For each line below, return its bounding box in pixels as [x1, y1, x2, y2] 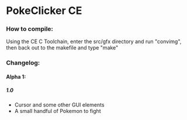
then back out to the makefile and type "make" [6, 44, 119, 51]
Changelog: [6, 59, 40, 67]
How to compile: [6, 25, 54, 33]
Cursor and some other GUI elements [14, 101, 105, 108]
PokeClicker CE [6, 4, 82, 17]
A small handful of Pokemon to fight [14, 107, 101, 114]
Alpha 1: [6, 73, 26, 80]
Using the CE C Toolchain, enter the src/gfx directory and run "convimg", [6, 38, 182, 45]
